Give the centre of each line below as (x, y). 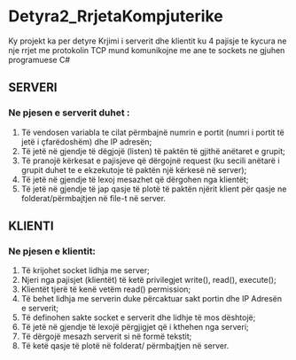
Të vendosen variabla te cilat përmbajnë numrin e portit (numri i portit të (152, 132)
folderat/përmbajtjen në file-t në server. (93, 198)
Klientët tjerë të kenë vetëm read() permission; (106, 289)
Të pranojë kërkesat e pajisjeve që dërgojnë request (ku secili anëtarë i (150, 160)
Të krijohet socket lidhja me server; (85, 270)
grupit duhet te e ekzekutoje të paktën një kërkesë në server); (134, 169)
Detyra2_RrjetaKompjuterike (116, 16)
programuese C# (39, 59)
